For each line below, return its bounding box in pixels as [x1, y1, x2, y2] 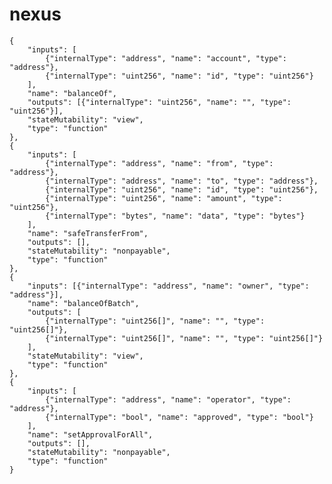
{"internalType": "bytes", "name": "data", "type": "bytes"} [45, 211, 306, 221]
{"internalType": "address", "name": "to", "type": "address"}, [45, 176, 319, 186]
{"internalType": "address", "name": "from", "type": [45, 158, 274, 168]
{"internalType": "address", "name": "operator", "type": [45, 394, 292, 405]
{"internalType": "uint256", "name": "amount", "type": [45, 193, 283, 203]
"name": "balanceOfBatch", [27, 298, 140, 308]
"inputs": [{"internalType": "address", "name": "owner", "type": [27, 281, 310, 291]
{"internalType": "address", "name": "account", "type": [45, 53, 287, 63]
